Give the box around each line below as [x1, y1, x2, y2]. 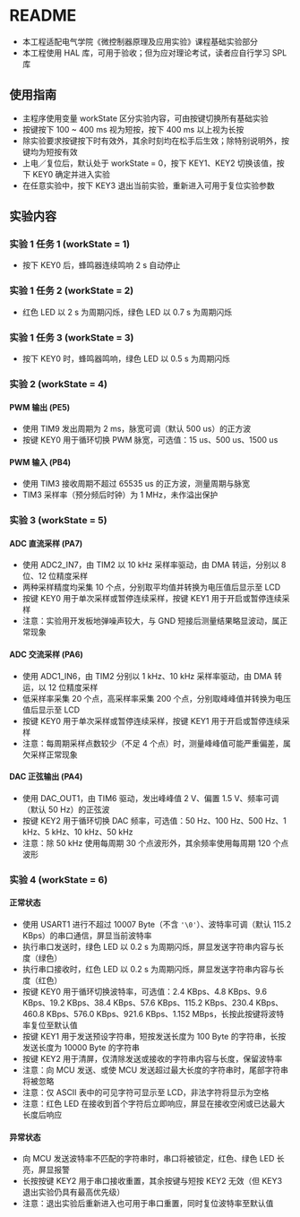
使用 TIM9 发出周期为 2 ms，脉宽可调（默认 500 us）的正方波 [21, 423, 252, 435]
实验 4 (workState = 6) [9, 873, 108, 885]
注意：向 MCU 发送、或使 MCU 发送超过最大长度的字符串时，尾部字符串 [21, 1065, 289, 1075]
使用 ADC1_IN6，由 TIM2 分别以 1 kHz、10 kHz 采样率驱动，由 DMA [21, 670, 273, 681]
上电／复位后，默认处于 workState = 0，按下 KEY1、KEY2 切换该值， [21, 158, 278, 168]
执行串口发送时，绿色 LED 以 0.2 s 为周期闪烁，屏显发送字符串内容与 [21, 942, 277, 953]
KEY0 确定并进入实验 [32, 168, 110, 179]
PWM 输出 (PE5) [9, 401, 71, 412]
